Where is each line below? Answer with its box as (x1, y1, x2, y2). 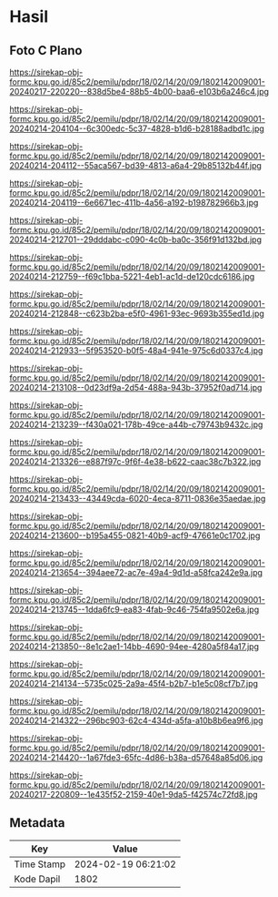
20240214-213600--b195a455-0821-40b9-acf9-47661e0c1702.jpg (9, 530, 261, 541)
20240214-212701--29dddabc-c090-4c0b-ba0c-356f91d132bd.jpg (9, 234, 262, 245)
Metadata (9, 815, 65, 831)
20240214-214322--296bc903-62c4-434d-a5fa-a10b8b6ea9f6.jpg (9, 715, 263, 726)
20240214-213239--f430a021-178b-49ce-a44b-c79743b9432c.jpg (9, 419, 263, 430)
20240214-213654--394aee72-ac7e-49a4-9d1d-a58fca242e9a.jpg (9, 567, 263, 577)
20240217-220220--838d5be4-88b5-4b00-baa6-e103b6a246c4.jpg (9, 87, 270, 97)
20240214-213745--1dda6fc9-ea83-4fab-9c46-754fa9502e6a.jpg (9, 604, 260, 615)
